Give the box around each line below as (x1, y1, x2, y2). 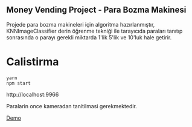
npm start (6, 80, 31, 86)
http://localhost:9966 (6, 91, 59, 98)
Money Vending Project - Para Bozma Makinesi (6, 5, 187, 15)
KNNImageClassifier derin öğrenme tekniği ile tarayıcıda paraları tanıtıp (6, 27, 183, 34)
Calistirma (6, 55, 59, 68)
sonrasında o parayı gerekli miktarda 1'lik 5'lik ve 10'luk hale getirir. (6, 33, 172, 41)
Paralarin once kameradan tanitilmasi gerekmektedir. (6, 102, 137, 109)
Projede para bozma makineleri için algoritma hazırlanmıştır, (6, 21, 155, 28)
